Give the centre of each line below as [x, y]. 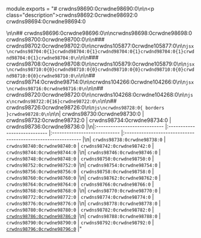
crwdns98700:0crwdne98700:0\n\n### [55, 39]
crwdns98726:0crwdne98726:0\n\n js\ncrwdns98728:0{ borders [85, 107]
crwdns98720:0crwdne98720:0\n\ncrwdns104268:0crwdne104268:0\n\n [97, 95]
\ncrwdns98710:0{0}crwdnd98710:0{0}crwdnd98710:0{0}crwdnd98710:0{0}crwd [100, 70]
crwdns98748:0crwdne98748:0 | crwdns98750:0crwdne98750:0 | [80, 158]
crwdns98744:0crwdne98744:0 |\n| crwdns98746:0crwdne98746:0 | [83, 152]
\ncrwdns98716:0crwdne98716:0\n [46, 89]
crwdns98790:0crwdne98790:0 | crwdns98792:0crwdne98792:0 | [80, 222]
